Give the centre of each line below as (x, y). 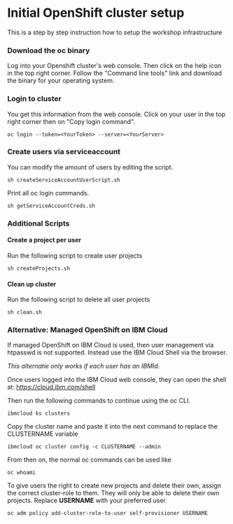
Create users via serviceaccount (64, 152)
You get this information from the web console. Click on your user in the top (116, 114)
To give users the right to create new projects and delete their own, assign (114, 485)
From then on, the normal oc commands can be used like (89, 460)
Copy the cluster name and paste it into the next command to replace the (113, 427)
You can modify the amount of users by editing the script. (90, 167)
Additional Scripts (38, 223)
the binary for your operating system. (61, 81)
